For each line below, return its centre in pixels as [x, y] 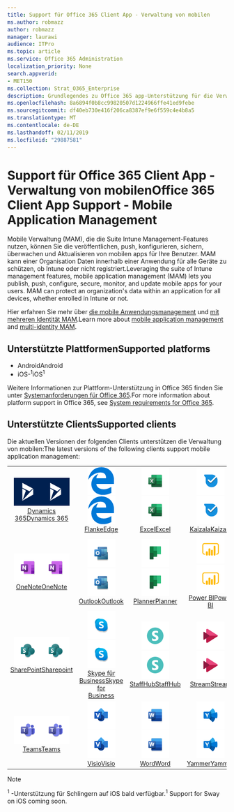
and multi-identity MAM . [42, 327]
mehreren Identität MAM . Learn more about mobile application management [116, 319]
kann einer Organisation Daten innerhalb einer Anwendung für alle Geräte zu [117, 261]
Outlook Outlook [101, 601]
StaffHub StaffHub [155, 684]
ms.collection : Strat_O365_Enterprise [63, 88]
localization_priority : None [49, 66]
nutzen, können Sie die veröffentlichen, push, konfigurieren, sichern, [106, 246]
